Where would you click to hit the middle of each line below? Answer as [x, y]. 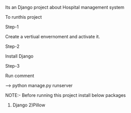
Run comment [20, 76]
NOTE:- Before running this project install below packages [65, 95]
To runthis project [23, 17]
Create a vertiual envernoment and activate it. [53, 37]
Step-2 [12, 46]
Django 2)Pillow [29, 105]
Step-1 [12, 27]
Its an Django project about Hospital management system [65, 7]
